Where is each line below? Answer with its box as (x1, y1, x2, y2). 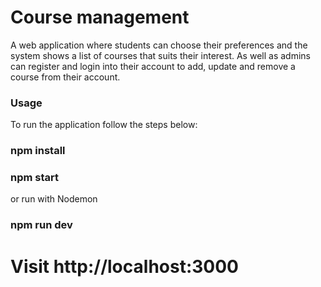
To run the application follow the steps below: (10, 119, 198, 131)
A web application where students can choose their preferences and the (10, 39, 308, 51)
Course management (10, 6, 190, 29)
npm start (10, 171, 60, 185)
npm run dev (10, 218, 73, 232)
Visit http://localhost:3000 (10, 255, 239, 278)
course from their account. (10, 71, 121, 83)
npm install (10, 144, 66, 158)
